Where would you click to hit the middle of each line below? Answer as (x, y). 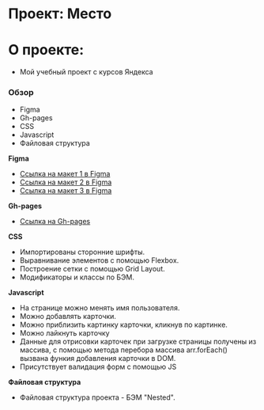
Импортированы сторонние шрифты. (82, 252)
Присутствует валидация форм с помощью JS (98, 367)
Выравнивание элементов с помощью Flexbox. (99, 260)
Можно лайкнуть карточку (64, 333)
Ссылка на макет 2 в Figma (66, 182)
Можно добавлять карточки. (68, 317)
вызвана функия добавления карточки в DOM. (98, 359)
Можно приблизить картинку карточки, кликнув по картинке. (123, 325)
